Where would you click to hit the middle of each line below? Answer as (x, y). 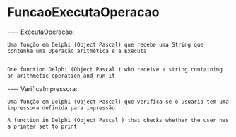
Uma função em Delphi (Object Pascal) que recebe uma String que (105, 44)
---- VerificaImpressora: (42, 88)
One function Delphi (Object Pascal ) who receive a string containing (115, 69)
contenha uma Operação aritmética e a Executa (77, 51)
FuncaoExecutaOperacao (83, 12)
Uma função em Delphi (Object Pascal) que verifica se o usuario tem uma (118, 102)
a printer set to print (42, 126)
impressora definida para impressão (61, 108)
